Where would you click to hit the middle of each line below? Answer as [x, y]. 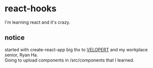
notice [15, 38]
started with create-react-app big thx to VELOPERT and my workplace [76, 49]
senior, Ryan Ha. [21, 55]
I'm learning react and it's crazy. [37, 22]
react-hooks [30, 9]
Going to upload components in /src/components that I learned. [70, 60]
